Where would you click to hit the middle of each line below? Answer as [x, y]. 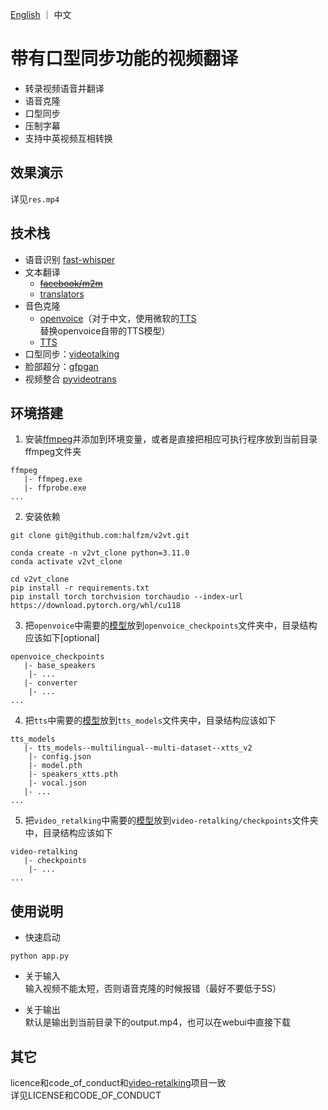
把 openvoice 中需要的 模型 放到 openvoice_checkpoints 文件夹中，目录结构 [171, 625]
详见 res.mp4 [35, 199]
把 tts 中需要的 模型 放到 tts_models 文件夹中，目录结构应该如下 [150, 720]
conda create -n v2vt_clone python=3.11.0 [100, 553]
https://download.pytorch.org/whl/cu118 [96, 606]
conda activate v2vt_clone [66, 562]
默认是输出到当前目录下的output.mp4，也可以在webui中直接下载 [157, 1022]
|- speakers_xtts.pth [73, 774]
